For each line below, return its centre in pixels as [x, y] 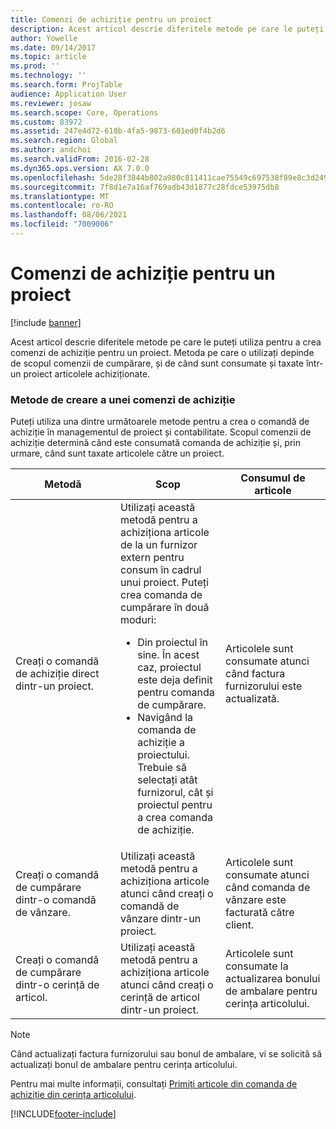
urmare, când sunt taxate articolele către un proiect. [117, 453]
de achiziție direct [57, 674]
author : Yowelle [44, 38]
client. [240, 925]
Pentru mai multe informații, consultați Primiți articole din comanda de [154, 1084]
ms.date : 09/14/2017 [53, 47]
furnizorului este [264, 686]
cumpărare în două [165, 608]
